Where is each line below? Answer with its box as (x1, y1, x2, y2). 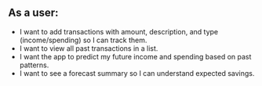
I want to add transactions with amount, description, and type (19, 27, 218, 36)
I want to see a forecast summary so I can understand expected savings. (19, 68, 255, 77)
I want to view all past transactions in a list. (19, 43, 158, 53)
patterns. (19, 60, 49, 70)
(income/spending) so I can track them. (19, 35, 147, 45)
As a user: (8, 6, 59, 20)
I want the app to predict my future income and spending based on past (19, 52, 252, 61)
